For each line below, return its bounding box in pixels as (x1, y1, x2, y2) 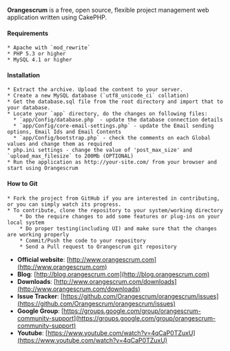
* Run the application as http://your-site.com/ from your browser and (7, 159, 217, 166)
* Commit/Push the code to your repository (19, 237, 147, 244)
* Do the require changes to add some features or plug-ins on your (19, 213, 220, 220)
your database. (7, 104, 51, 111)
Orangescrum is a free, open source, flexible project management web (7, 6, 209, 14)
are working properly (7, 231, 70, 238)
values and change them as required (7, 141, 112, 148)
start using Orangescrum (7, 165, 79, 172)
